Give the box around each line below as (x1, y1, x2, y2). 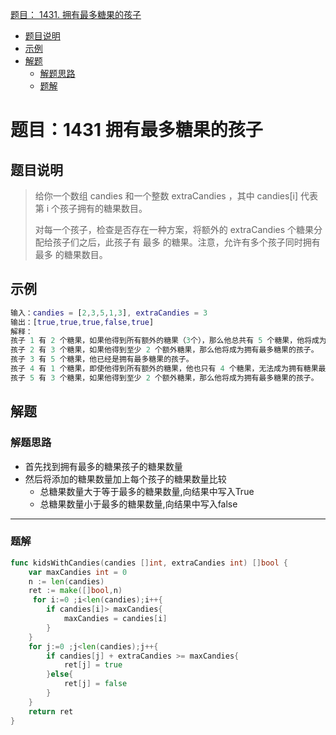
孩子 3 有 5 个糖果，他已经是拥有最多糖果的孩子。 (10, 354, 194, 365)
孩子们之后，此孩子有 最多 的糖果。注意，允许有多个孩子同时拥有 (52, 236, 321, 248)
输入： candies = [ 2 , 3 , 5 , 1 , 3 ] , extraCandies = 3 (10, 308, 208, 318)
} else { (46, 669, 74, 680)
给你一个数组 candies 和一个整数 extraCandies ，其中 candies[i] (34, 190, 299, 202)
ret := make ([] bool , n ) (28, 586, 123, 596)
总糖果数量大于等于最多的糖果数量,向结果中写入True (39, 485, 255, 497)
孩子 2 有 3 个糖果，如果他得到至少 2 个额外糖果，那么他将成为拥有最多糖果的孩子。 (10, 345, 319, 355)
